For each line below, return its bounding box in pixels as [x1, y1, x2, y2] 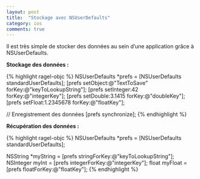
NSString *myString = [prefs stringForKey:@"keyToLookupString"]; [6, 153, 175, 160]
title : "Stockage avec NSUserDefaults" [6, 15, 111, 21]
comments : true [6, 26, 45, 32]
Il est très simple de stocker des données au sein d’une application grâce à [6, 43, 194, 50]
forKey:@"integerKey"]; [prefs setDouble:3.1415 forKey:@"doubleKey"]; [6, 92, 185, 100]
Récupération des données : [6, 123, 79, 130]
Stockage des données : [6, 61, 69, 68]
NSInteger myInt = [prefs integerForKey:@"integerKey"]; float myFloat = [6, 159, 187, 167]
